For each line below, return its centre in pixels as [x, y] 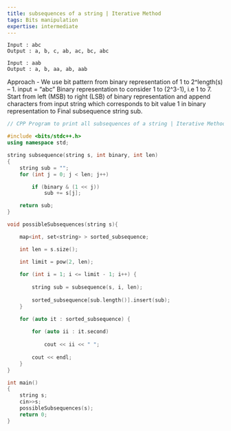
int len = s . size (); [49, 249]
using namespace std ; [38, 143]
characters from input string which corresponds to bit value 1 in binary [107, 104]
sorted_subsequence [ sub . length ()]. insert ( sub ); [101, 300]
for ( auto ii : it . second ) [70, 332]
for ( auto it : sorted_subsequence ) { [75, 319]
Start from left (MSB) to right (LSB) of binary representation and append [109, 96]
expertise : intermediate [43, 26]
